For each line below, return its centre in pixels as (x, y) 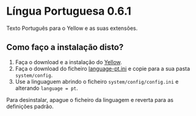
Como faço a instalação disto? (65, 47)
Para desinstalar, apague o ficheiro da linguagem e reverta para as (90, 100)
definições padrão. (30, 106)
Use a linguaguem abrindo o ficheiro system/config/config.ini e (97, 81)
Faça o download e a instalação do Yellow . (68, 62)
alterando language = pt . (46, 88)
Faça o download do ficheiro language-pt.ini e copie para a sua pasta (103, 68)
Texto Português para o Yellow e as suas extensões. (72, 28)
